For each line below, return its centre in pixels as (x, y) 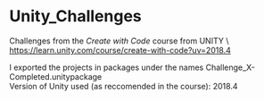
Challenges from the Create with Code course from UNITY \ (119, 41)
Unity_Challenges (75, 16)
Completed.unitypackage (56, 76)
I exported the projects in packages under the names (107, 67)
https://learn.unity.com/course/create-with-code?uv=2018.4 (120, 50)
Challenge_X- (231, 67)
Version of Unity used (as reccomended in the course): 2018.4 (124, 86)
